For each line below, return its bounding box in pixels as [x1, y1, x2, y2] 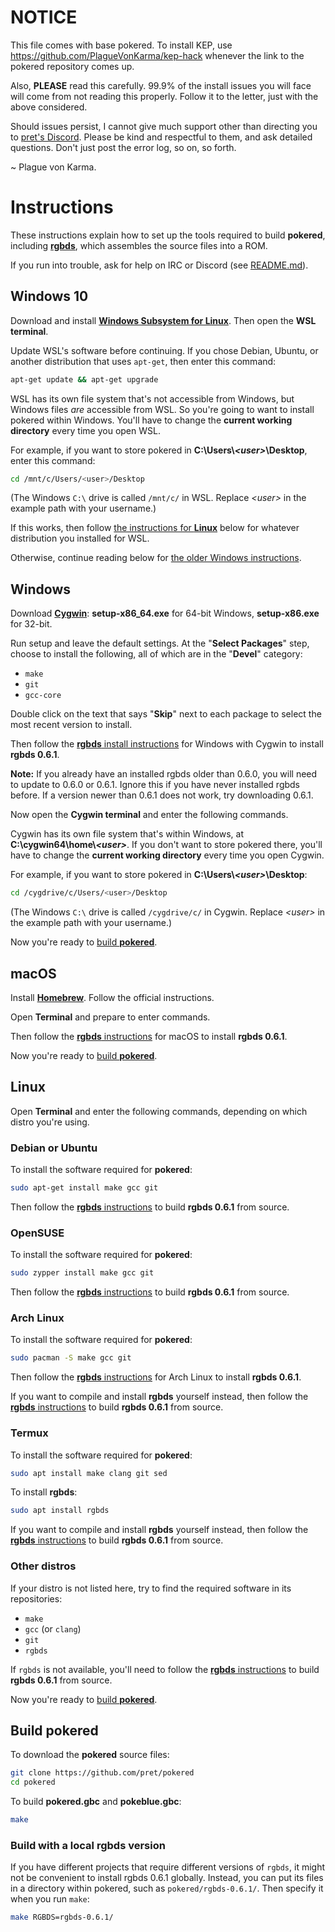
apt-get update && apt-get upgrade [10, 374, 159, 385]
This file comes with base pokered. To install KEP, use [10, 39, 233, 51]
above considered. [10, 101, 88, 113]
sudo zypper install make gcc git [10, 1268, 155, 1278]
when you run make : [10, 1893, 90, 1905]
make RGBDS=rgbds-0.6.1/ [10, 1912, 114, 1923]
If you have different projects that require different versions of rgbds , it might [10, 1861, 325, 1873]
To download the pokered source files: [10, 1749, 170, 1761]
